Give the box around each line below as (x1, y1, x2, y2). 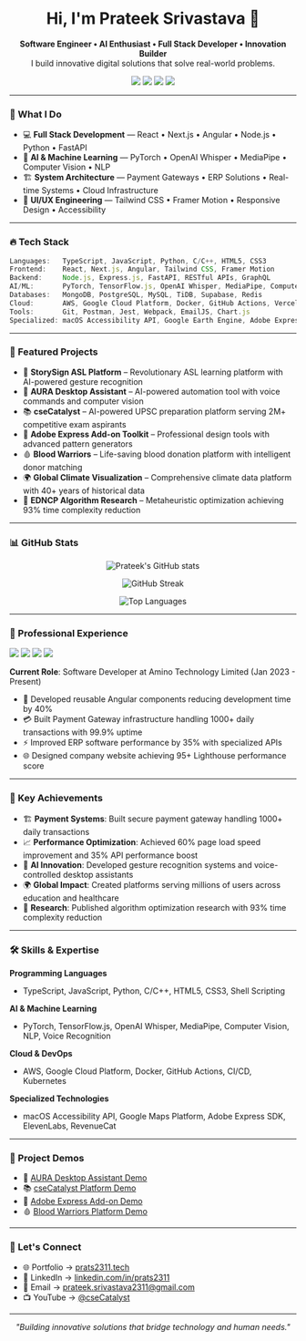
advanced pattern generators (22, 438, 134, 449)
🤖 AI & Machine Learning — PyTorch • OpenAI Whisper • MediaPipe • (22, 152, 287, 163)
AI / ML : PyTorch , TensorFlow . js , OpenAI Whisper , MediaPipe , (9, 282, 267, 291)
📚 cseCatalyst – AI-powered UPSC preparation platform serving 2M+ (22, 406, 287, 417)
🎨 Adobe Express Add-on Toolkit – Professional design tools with (22, 428, 270, 439)
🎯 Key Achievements (9, 792, 103, 805)
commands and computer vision (22, 396, 144, 407)
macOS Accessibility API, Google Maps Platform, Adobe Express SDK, (22, 1111, 286, 1122)
